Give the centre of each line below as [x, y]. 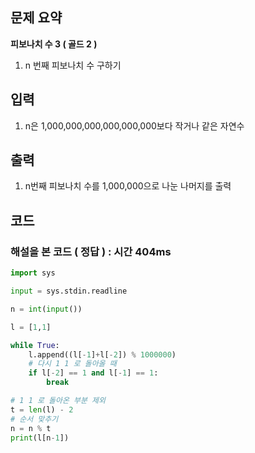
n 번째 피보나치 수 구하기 [73, 65]
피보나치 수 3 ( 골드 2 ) [54, 44]
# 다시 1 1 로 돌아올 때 [72, 364]
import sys [33, 273]
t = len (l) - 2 [42, 409]
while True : [35, 345]
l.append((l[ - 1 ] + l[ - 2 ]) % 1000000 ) [102, 354]
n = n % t [31, 428]
